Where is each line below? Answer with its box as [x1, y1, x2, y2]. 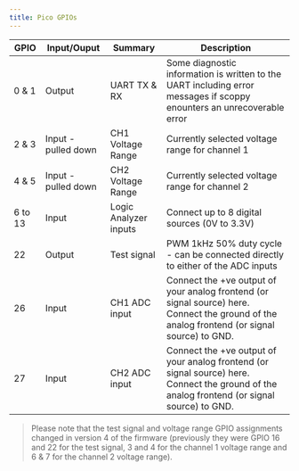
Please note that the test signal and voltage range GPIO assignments [30, 423, 283, 434]
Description [200, 41, 252, 54]
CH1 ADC [109, 296, 151, 309]
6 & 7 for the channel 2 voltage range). [30, 451, 174, 462]
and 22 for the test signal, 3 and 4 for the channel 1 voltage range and [30, 442, 287, 452]
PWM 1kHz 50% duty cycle [166, 237, 283, 250]
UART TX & [109, 78, 158, 91]
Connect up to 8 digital [166, 206, 263, 219]
